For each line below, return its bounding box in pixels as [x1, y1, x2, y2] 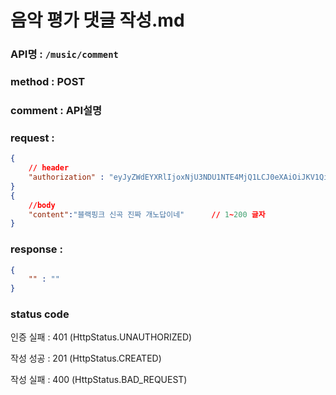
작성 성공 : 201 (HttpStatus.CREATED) [10, 352, 162, 365]
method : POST [10, 75, 86, 89]
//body [28, 200, 56, 210]
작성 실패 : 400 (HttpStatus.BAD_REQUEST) [10, 374, 188, 386]
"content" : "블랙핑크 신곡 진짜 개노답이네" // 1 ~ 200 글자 [28, 209, 266, 220]
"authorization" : [28, 172, 105, 182]
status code [10, 307, 70, 321]
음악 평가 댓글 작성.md [10, 9, 185, 32]
